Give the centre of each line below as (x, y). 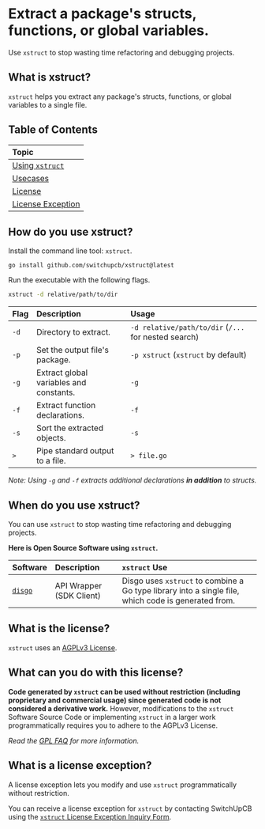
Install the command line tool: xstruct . (70, 251)
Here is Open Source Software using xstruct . (83, 548)
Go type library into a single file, (181, 591)
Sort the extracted (70, 428)
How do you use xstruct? (71, 231)
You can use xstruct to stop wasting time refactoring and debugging (120, 524)
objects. (51, 438)
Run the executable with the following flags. (79, 280)
